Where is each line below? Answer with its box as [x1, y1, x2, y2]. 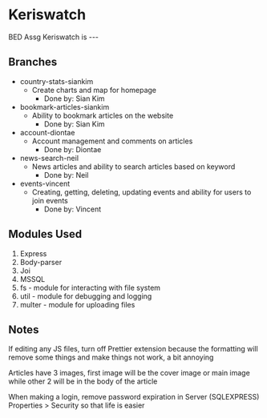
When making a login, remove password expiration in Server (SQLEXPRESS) [8, 392, 260, 402]
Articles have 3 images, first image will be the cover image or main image [8, 368, 250, 378]
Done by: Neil [43, 170, 89, 179]
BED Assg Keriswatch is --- [8, 32, 99, 42]
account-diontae [19, 127, 75, 137]
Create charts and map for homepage [31, 85, 157, 94]
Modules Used [8, 227, 83, 241]
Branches [8, 55, 58, 69]
